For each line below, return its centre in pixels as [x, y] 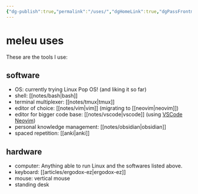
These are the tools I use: [37, 57]
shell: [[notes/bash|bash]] [46, 96]
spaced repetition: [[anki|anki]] [52, 133]
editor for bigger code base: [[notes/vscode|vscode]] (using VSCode [98, 115]
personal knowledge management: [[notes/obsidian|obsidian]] [90, 127]
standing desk [32, 185]
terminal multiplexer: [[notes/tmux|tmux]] [65, 102]
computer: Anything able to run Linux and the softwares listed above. [98, 166]
